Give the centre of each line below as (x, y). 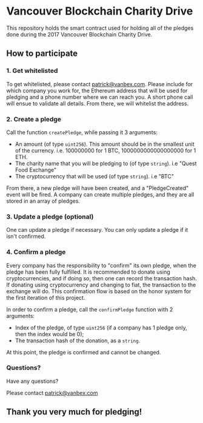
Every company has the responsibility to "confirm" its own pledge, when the (101, 265)
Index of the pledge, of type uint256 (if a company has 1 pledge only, (101, 327)
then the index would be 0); (49, 334)
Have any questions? (32, 381)
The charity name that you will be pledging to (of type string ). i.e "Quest (106, 163)
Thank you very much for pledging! (74, 412)
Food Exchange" (36, 170)
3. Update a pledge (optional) (50, 217)
